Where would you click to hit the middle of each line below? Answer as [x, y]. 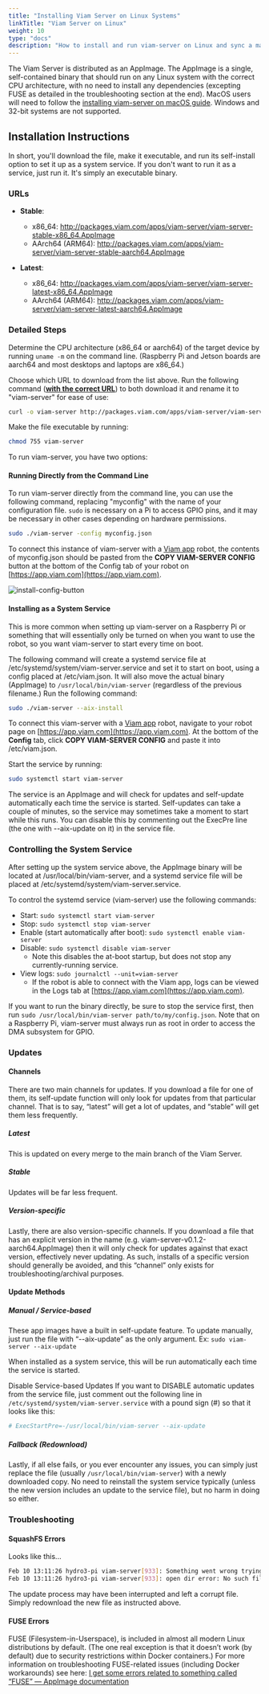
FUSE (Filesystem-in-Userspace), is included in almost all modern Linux [127, 1639]
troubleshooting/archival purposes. [66, 1273]
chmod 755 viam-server [46, 442]
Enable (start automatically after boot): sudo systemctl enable [122, 932]
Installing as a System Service [59, 608]
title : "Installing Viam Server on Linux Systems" [94, 16]
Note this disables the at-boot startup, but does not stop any [132, 956]
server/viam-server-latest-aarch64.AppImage [107, 309]
